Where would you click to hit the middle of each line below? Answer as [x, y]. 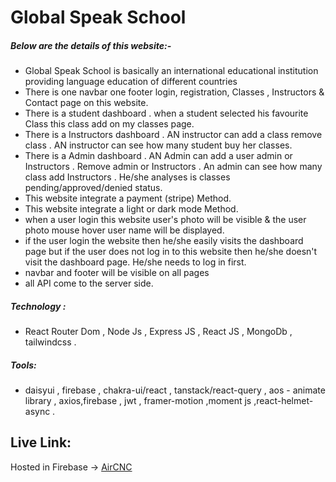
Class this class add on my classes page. [109, 124]
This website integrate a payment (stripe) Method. [128, 198]
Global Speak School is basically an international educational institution [171, 71]
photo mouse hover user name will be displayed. [124, 230]
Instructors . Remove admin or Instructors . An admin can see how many [173, 167]
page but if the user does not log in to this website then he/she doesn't [171, 252]
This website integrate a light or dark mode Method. [131, 209]
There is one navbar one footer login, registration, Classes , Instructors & [174, 92]
